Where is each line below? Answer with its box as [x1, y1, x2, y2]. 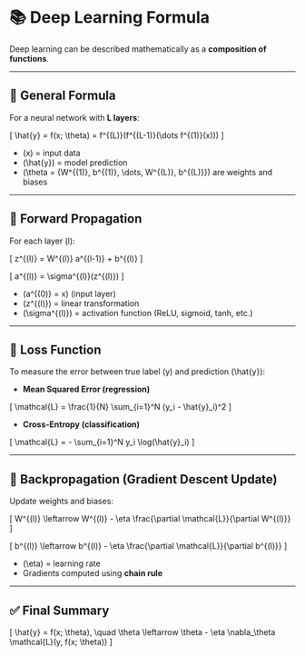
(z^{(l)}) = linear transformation [22, 297, 140, 309]
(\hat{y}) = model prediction [22, 156, 128, 168]
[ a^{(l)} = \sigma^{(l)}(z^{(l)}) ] [9, 270, 124, 282]
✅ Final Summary [9, 602, 110, 618]
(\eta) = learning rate [22, 558, 102, 569]
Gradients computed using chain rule [22, 568, 163, 579]
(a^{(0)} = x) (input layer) [22, 288, 116, 299]
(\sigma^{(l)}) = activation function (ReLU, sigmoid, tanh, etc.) [22, 307, 253, 318]
